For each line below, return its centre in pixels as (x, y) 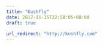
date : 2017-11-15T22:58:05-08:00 (48, 17)
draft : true (21, 23)
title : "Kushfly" (28, 12)
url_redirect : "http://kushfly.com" (52, 33)
